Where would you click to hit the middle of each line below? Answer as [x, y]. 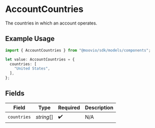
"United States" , [32, 68]
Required [69, 107]
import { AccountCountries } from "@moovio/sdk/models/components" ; [78, 50]
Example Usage [30, 39]
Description [99, 107]
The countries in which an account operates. [51, 23]
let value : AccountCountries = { [40, 59]
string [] [44, 117]
